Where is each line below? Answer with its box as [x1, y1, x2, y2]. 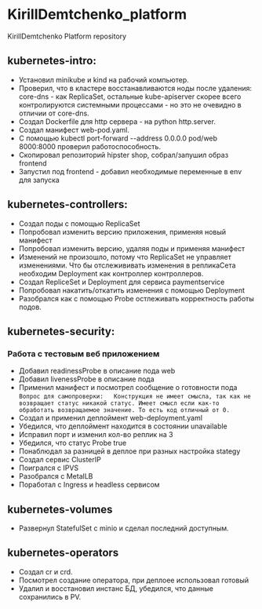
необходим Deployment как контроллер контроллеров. [18, 268, 204, 278]
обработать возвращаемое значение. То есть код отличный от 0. [18, 407, 231, 414]
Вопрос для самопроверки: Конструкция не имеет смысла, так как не [18, 392, 252, 401]
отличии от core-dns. [18, 108, 89, 118]
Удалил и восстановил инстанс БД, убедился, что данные [18, 583, 213, 593]
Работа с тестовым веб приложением [7, 348, 160, 359]
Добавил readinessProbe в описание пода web [18, 366, 176, 376]
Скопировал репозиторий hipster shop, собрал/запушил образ [18, 150, 229, 159]
